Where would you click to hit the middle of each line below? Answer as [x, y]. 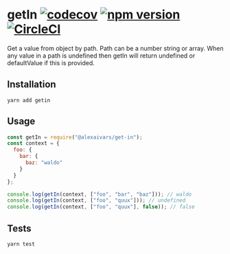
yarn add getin [29, 100]
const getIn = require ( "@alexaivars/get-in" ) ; [75, 137]
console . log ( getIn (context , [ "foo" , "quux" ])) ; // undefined [96, 200]
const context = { [33, 143]
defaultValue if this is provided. [51, 62]
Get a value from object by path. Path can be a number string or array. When [115, 48]
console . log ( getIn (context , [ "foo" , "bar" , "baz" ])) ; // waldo [100, 194]
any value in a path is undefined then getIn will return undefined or [101, 56]
